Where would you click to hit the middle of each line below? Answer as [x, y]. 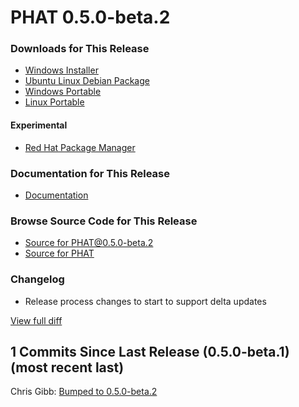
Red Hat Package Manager [80, 147]
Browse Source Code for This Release [104, 221]
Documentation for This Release [90, 173]
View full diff [36, 320]
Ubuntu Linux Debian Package [87, 81]
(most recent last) [67, 367]
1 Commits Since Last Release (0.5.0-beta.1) [150, 351]
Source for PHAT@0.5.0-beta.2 [89, 243]
